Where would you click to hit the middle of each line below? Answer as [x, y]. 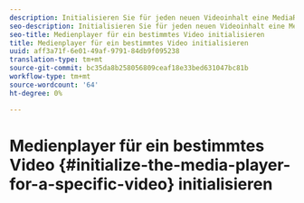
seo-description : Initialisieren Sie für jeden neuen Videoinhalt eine [147, 26]
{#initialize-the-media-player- [175, 165]
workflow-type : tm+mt [50, 77]
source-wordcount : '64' [54, 85]
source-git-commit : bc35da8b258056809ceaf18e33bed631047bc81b [129, 69]
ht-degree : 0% [36, 93]
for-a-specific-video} [92, 184]
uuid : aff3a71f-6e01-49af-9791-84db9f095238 [95, 51]
